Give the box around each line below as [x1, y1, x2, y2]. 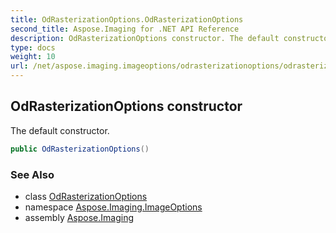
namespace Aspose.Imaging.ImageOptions [24, 201, 203, 213]
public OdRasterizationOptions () [10, 144, 150, 154]
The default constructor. [10, 124, 110, 136]
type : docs [10, 42, 56, 53]
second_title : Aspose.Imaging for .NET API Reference [10, 24, 240, 34]
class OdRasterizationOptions [24, 190, 148, 202]
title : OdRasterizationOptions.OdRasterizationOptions [10, 14, 244, 25]
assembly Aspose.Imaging [24, 211, 135, 223]
